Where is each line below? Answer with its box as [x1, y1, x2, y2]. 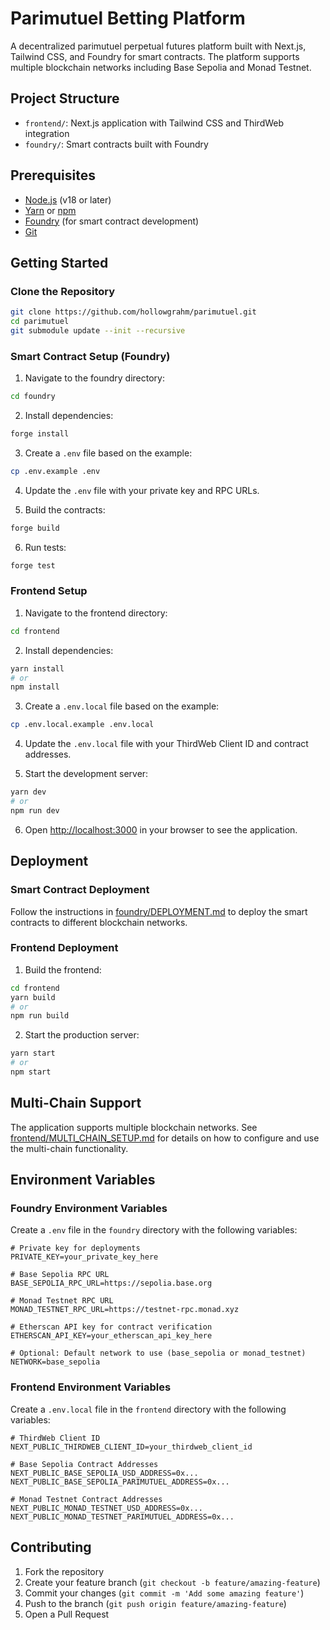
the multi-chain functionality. [10, 1142, 129, 1154]
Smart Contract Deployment [10, 883, 150, 897]
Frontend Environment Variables [10, 1380, 172, 1394]
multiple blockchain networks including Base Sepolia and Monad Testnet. [10, 61, 312, 73]
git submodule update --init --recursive [10, 326, 186, 336]
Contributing [10, 1539, 92, 1556]
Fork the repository [24, 1565, 105, 1577]
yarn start [10, 1048, 56, 1059]
